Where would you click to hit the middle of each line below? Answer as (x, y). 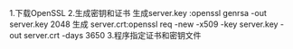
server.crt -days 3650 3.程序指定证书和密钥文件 (113, 35)
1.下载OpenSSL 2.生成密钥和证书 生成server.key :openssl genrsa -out (138, 13)
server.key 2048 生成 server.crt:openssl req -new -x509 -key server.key (144, 24)
